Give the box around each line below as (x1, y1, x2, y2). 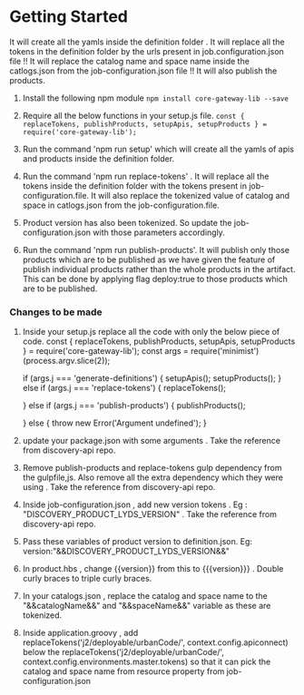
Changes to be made (9, 306, 103, 318)
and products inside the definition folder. (22, 152, 175, 164)
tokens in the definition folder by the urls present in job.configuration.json (9, 45, 284, 56)
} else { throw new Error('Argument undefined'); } (22, 417, 207, 428)
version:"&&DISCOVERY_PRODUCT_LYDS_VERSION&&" (22, 546, 230, 557)
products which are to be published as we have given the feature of (22, 254, 276, 265)
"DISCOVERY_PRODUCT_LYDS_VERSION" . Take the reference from (22, 509, 277, 520)
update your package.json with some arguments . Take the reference (22, 436, 281, 446)
